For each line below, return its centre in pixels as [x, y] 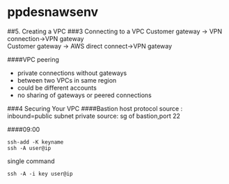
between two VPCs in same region [67, 80]
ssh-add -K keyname [35, 142]
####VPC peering [33, 59]
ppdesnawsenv [53, 12]
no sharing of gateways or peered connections [84, 95]
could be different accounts [57, 87]
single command [31, 161]
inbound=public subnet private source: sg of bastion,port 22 [94, 116]
